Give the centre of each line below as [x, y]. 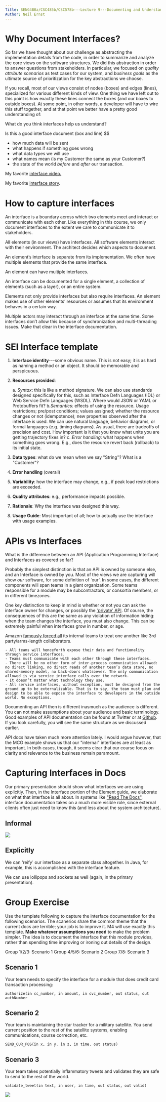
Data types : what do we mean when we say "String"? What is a [77, 457]
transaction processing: [29, 984]
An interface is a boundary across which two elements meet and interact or [82, 217]
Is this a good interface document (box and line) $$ [57, 133]
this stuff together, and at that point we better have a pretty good [71, 109]
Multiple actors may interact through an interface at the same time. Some [80, 316]
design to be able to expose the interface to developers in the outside [83, 694]
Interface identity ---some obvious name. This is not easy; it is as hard [84, 361]
